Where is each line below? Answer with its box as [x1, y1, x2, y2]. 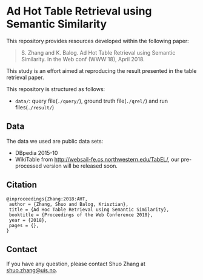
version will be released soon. [43, 162, 118, 169]
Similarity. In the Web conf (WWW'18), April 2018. [21, 55, 145, 63]
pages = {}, [8, 222, 39, 228]
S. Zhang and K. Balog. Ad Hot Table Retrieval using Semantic [21, 49, 176, 56]
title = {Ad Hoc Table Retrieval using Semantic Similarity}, [8, 207, 170, 213]
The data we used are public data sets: [6, 137, 104, 145]
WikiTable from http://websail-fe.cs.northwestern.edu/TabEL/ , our [15, 155, 180, 163]
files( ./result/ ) [15, 103, 55, 111]
